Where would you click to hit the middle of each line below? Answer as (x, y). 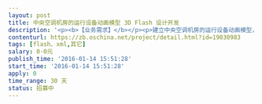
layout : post (30, 15)
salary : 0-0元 (31, 52)
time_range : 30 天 (38, 81)
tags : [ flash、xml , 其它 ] (47, 45)
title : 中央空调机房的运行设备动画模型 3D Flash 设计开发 (94, 23)
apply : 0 (22, 74)
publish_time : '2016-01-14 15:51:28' (70, 59)
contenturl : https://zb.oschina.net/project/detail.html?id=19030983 (125, 37)
